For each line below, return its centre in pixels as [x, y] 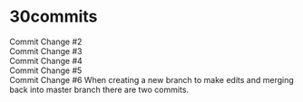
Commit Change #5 [46, 70]
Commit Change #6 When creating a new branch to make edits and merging [152, 79]
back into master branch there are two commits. [99, 89]
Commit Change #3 [46, 51]
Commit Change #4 [46, 60]
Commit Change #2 [46, 42]
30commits [54, 17]
